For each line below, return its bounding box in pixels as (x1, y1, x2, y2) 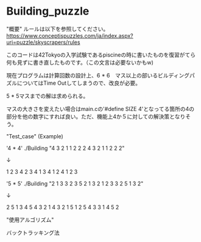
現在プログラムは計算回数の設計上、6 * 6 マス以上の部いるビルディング (6, 71, 190, 79)
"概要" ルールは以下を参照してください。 (6, 25, 109, 32)
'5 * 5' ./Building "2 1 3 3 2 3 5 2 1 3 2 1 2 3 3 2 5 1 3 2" (6, 180, 144, 187)
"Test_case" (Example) (6, 132, 64, 140)
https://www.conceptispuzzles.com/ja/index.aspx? (6, 32, 134, 39)
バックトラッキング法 (6, 229, 60, 236)
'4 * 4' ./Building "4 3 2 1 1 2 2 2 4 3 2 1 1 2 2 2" (6, 144, 125, 152)
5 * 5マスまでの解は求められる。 (6, 92, 89, 99)
